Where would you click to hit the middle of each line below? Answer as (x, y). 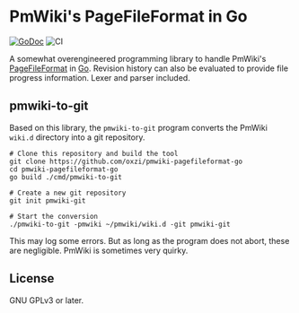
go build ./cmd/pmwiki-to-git (66, 177)
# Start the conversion (54, 216)
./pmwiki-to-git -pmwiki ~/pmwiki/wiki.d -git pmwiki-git (120, 224)
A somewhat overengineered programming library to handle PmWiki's (138, 58)
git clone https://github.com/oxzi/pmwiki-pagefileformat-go (126, 161)
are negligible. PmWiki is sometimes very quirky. (99, 250)
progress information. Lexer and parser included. (100, 77)
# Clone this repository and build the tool (94, 153)
